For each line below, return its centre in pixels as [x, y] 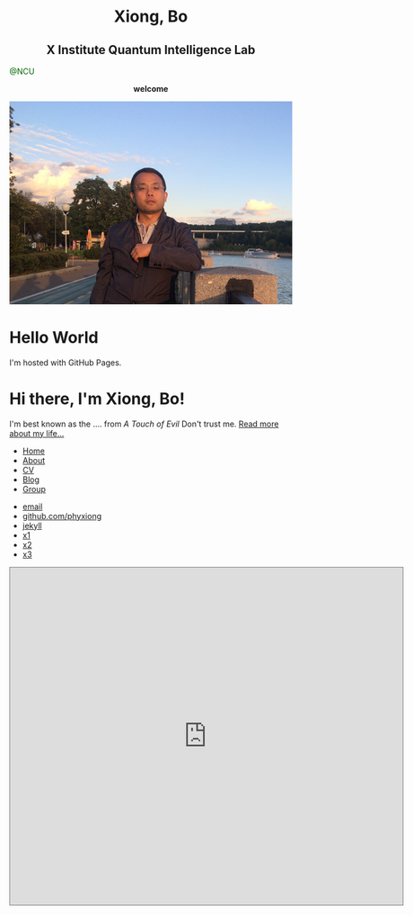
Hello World [54, 338]
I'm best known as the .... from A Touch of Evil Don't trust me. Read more [144, 424]
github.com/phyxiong [62, 516]
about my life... [37, 433]
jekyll [32, 525]
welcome [151, 89]
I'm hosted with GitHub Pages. [66, 363]
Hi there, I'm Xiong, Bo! [97, 399]
